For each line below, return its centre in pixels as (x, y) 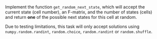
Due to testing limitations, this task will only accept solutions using (72, 26)
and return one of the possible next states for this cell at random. (71, 17)
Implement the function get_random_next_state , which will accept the (75, 7)
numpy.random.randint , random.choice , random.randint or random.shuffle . (79, 32)
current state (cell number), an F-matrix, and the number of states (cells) (79, 12)
